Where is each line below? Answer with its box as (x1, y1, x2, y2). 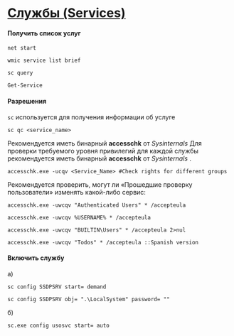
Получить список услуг (7, 28, 81, 37)
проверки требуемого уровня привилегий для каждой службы (7, 146, 199, 155)
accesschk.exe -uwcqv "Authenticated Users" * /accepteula (7, 201, 186, 209)
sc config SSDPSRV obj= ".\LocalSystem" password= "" (7, 296, 171, 303)
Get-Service (7, 82, 43, 90)
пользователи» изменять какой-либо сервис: (7, 188, 146, 196)
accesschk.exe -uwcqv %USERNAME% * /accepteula (7, 214, 151, 221)
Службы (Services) (7, 5, 126, 21)
